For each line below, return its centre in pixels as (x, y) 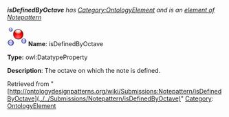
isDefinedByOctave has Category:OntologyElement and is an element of (111, 10)
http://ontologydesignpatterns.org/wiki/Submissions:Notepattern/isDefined (116, 91)
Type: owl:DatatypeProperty (47, 57)
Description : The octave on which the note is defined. (84, 71)
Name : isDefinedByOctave (66, 44)
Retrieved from (28, 84)
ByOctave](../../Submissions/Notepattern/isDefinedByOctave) (94, 98)
